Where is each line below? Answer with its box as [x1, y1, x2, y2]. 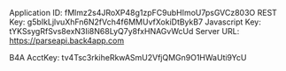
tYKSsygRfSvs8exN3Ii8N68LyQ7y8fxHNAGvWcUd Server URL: [9, 26, 240, 36]
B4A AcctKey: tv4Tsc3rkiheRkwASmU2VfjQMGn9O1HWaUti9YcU [9, 53, 247, 62]
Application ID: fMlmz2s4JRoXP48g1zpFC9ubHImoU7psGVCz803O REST [9, 8, 277, 18]
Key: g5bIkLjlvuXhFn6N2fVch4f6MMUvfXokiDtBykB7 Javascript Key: [9, 17, 261, 27]
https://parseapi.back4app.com [9, 35, 125, 46]
